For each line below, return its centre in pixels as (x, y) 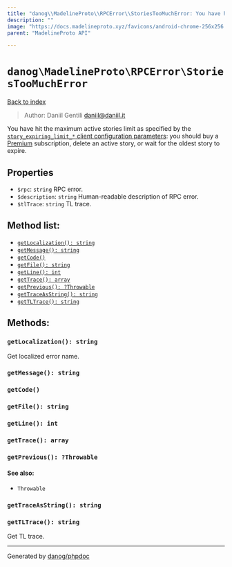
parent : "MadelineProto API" (49, 33)
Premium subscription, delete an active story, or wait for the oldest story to (114, 143)
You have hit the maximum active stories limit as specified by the (99, 129)
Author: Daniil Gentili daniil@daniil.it (75, 116)
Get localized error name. (43, 356)
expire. (17, 151)
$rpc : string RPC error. (50, 189)
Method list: (33, 226)
